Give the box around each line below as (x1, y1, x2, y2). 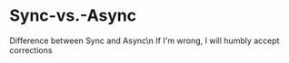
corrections (9, 44, 53, 55)
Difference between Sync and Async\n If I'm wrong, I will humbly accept (9, 35, 280, 46)
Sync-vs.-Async (9, 5, 137, 26)
